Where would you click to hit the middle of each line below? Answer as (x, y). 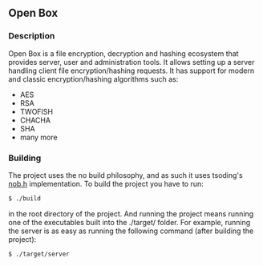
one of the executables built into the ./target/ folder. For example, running (129, 222)
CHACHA (35, 120)
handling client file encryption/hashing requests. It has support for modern (131, 71)
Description (32, 36)
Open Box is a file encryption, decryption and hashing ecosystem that (123, 53)
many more (38, 137)
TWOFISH (36, 111)
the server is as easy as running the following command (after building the (131, 231)
